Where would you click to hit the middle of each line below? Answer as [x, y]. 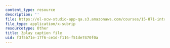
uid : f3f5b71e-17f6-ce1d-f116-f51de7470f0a [52, 38]
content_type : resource [30, 10]
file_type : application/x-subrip [40, 24]
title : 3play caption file [34, 33]
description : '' [22, 14]
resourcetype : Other [27, 28]
